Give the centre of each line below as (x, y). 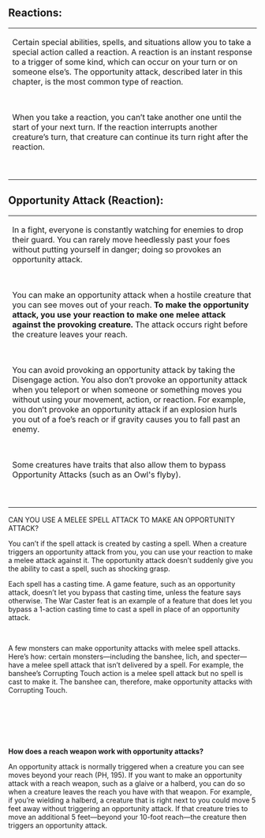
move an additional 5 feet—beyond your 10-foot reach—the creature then (127, 817)
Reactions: (35, 13)
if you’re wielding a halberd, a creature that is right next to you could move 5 (132, 800)
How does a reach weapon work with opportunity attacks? (106, 751)
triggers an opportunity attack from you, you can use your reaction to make (131, 551)
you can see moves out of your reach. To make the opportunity (131, 305)
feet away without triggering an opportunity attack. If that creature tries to (128, 808)
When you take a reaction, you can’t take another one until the (127, 117)
